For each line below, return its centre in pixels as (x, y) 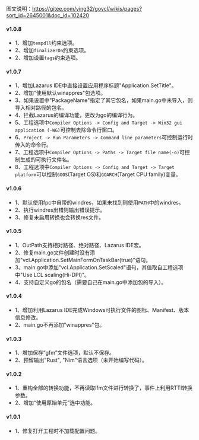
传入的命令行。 (33, 145)
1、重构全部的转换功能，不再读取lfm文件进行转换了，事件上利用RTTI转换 (104, 388)
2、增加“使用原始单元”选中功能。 (55, 403)
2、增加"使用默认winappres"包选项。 (60, 93)
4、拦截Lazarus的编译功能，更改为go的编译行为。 (76, 115)
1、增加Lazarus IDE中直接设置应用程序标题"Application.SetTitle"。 (96, 85)
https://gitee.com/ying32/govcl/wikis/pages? (87, 9)
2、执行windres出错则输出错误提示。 (60, 210)
